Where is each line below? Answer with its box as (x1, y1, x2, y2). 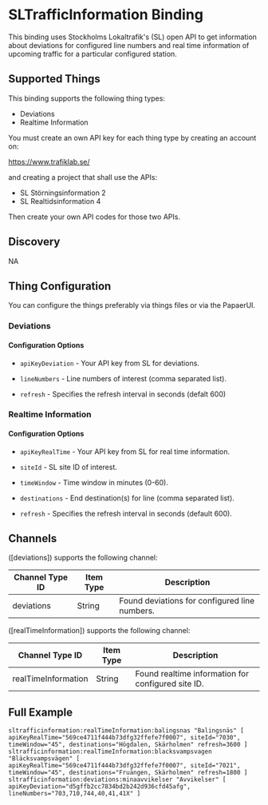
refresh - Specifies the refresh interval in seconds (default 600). (19, 508, 233, 518)
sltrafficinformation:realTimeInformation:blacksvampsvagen (8, 747, 213, 756)
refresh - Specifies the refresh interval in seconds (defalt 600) (19, 389, 227, 399)
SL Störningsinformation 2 (19, 188, 106, 197)
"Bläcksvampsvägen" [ (8, 755, 81, 763)
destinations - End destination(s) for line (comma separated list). (19, 493, 235, 503)
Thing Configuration (8, 279, 112, 293)
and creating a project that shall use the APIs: (8, 172, 158, 181)
